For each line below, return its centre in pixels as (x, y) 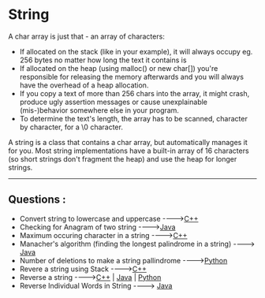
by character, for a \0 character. (71, 127)
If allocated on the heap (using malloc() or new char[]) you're (119, 68)
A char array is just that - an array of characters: (87, 36)
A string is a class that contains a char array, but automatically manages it (128, 142)
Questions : (37, 200)
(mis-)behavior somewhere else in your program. (99, 110)
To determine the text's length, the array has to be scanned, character (134, 118)
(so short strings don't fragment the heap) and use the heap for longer (123, 158)
